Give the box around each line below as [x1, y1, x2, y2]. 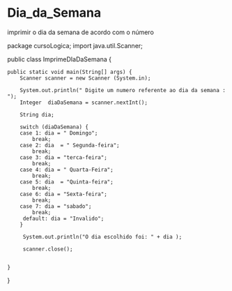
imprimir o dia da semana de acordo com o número [7, 28, 155, 36]
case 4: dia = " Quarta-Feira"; [20, 166, 114, 173]
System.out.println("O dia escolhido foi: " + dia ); [22, 233, 183, 240]
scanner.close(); [22, 246, 73, 253]
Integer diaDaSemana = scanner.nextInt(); [20, 99, 148, 106]
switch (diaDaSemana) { [20, 124, 89, 130]
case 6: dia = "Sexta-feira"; [20, 191, 108, 197]
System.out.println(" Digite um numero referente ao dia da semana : [20, 87, 226, 94]
